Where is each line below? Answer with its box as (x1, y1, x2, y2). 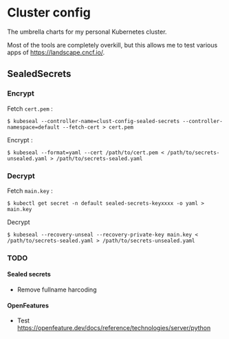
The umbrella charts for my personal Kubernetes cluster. (7, 28, 167, 36)
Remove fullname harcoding (17, 285, 97, 294)
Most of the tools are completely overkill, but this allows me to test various (7, 41, 218, 49)
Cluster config (7, 5, 91, 21)
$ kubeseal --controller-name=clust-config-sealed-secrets (7, 118, 180, 124)
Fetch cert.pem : (7, 105, 53, 113)
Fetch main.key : (7, 186, 53, 195)
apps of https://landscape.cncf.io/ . (7, 48, 105, 56)
